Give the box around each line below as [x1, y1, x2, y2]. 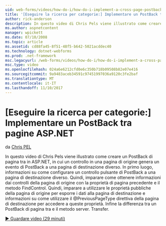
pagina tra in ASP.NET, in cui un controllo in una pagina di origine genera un [5, 159, 160, 165]
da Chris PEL [5, 144, 32, 150]
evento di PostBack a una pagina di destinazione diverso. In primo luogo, [5, 164, 154, 170]
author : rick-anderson [5, 16, 52, 21]
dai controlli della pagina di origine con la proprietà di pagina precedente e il [5, 180, 160, 186]
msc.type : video [5, 62, 39, 67]
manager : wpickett [5, 30, 43, 35]
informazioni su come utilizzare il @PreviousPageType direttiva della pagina [5, 196, 159, 202]
